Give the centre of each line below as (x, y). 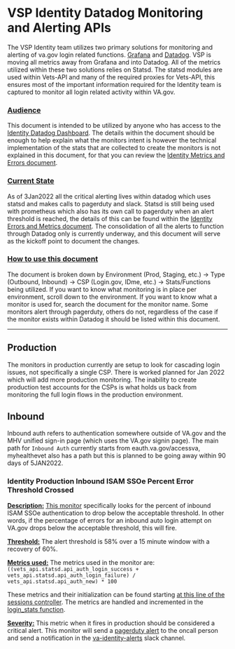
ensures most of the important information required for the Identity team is (114, 84)
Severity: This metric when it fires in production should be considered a (111, 623)
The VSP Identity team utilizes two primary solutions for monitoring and (110, 47)
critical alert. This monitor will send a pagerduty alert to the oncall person (113, 630)
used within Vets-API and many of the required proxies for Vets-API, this (111, 77)
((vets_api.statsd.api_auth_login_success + (73, 569)
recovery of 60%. (33, 549)
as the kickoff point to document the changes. (73, 241)
